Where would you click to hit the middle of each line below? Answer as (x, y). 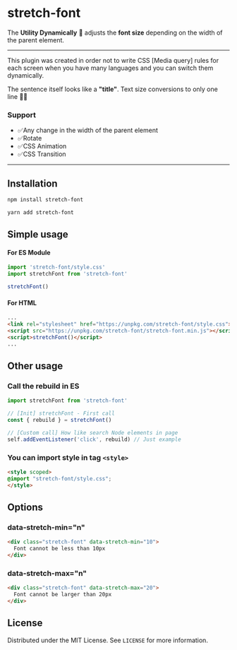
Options (25, 507)
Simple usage (38, 235)
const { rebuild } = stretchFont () (60, 420)
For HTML (22, 302)
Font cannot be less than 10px (60, 549)
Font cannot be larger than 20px (63, 595)
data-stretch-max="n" (47, 573)
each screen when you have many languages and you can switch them (110, 68)
